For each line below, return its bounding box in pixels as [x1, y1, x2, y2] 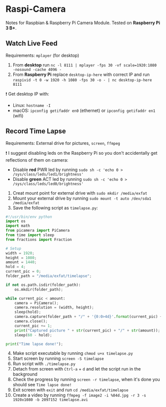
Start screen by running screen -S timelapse [12, 356, 104, 362]
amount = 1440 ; [5, 260, 37, 265]
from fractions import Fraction [5, 237, 72, 242]
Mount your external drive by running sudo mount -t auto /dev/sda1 [12, 195, 152, 201]
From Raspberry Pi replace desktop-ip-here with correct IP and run [12, 71, 150, 77]
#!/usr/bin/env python [5, 214, 52, 219]
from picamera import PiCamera [5, 228, 70, 233]
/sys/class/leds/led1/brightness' [12, 171, 84, 177]
